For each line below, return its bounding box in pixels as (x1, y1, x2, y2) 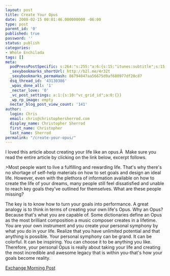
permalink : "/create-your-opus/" (5, 135, 76, 140)
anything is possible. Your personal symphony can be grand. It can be (5, 233, 152, 239)
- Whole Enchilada (5, 50, 44, 55)
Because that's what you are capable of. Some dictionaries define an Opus (5, 212, 162, 218)
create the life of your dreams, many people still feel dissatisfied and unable (5, 180, 164, 187)
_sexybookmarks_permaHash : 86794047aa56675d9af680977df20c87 (10, 74, 143, 79)
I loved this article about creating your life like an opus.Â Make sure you (5, 149, 157, 155)
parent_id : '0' (5, 26, 38, 32)
